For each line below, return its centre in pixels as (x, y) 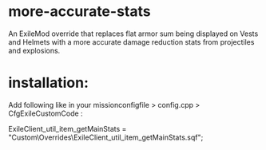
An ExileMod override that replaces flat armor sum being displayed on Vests (133, 34)
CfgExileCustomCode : (46, 113)
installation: (49, 83)
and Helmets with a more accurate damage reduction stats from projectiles (131, 41)
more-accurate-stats (79, 12)
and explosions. (34, 50)
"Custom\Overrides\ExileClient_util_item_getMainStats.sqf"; (106, 137)
